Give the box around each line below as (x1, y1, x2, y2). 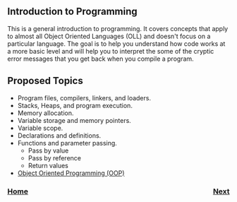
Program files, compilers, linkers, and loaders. (17, 93, 152, 102)
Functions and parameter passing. (17, 138, 118, 147)
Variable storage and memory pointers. (17, 116, 132, 124)
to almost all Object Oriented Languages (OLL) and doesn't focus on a (7, 32, 211, 40)
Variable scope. (17, 124, 63, 132)
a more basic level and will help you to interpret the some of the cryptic (7, 47, 214, 55)
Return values (28, 161, 68, 170)
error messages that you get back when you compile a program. (7, 54, 194, 63)
